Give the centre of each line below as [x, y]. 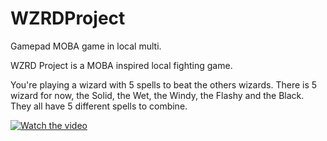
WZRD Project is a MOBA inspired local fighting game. [121, 65]
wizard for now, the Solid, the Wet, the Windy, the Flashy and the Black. [157, 95]
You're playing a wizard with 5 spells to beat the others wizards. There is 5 [164, 84]
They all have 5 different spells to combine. [99, 106]
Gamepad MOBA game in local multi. [86, 46]
